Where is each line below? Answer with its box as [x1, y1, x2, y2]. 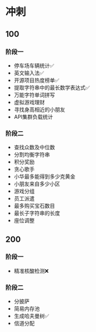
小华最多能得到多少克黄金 [13, 173, 76, 180]
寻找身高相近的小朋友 [13, 106, 65, 113]
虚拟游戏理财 [13, 98, 45, 105]
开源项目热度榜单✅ [13, 77, 59, 84]
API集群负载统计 [13, 113, 54, 120]
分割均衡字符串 [13, 151, 50, 158]
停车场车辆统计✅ [13, 62, 55, 69]
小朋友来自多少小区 [13, 180, 61, 187]
